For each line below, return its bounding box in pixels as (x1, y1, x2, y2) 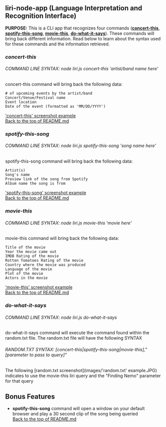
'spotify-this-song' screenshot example (5, 190, 86, 196)
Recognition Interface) (5, 12, 77, 20)
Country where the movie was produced (5, 262, 86, 267)
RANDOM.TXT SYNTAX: (5, 346, 55, 352)
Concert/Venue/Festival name (5, 95, 66, 100)
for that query (5, 378, 33, 384)
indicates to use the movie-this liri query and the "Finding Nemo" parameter (5, 373, 161, 379)
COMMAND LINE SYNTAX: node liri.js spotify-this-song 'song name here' (5, 143, 157, 149)
